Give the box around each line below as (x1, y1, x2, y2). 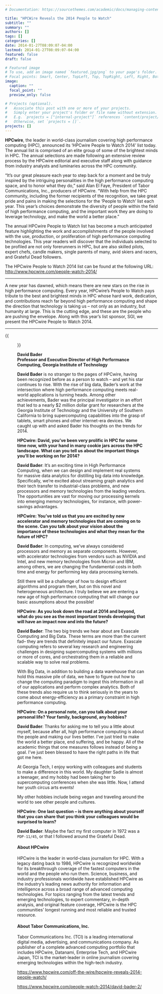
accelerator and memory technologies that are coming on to (17, 518, 141, 524)
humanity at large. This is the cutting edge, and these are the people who (5, 308, 151, 314)
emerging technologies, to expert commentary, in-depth (17, 896, 130, 902)
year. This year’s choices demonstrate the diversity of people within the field (5, 203, 158, 209)
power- (128, 498, 142, 504)
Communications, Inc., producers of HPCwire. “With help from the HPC (5, 188, 147, 193)
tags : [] (5, 34, 23, 39)
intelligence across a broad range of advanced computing (17, 886, 133, 892)
